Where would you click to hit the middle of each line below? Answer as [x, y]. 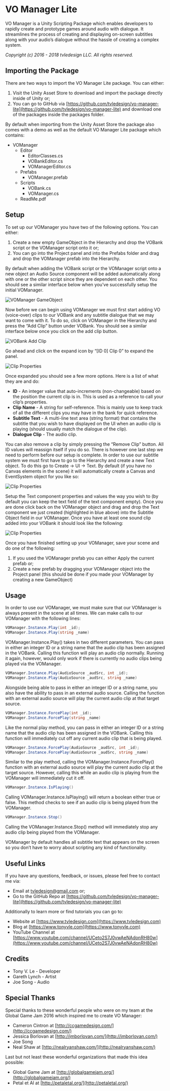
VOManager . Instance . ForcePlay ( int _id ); [49, 713]
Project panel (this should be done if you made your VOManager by [83, 574]
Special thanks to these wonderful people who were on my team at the [79, 1010]
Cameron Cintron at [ [35, 1025]
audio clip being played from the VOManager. [53, 832]
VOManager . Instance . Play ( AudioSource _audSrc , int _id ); [67, 673]
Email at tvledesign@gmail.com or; [49, 891]
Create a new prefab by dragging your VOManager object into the [81, 569]
